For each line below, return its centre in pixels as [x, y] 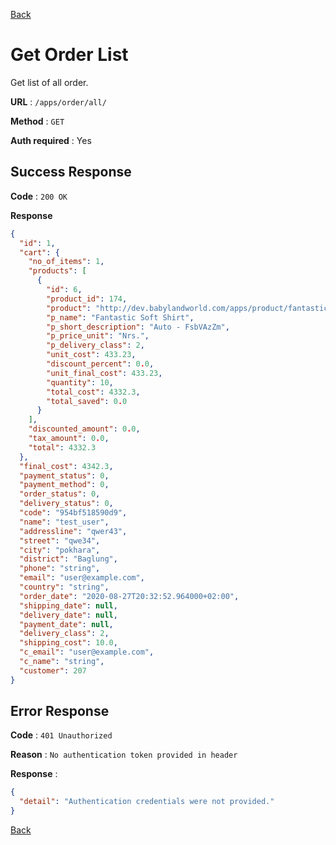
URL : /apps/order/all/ [58, 101]
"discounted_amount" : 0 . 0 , [84, 429]
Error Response [60, 711]
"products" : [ [57, 271]
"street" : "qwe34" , [60, 540]
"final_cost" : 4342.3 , [66, 466]
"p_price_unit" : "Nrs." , [98, 336]
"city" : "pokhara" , [60, 550]
